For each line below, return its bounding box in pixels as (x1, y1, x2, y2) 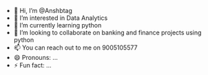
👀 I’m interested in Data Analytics (13, 14, 108, 22)
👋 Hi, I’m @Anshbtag (13, 7, 72, 14)
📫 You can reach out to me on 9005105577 (13, 43, 138, 52)
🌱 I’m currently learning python (13, 21, 102, 29)
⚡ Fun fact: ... (13, 61, 52, 69)
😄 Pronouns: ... (13, 54, 59, 61)
